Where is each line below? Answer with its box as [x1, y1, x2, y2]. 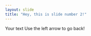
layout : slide [5, 7, 34, 12]
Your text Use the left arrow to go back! [5, 25, 85, 31]
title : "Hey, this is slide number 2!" [5, 12, 87, 17]
